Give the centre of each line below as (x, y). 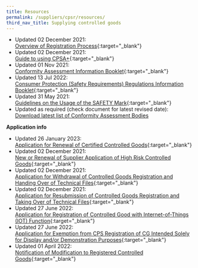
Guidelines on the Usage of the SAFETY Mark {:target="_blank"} (93, 103)
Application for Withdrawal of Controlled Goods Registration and (94, 177)
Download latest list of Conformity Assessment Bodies (82, 116)
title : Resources (28, 12)
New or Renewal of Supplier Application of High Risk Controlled (93, 158)
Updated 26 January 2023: (48, 139)
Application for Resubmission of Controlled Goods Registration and (97, 196)
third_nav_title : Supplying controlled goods (64, 23)
